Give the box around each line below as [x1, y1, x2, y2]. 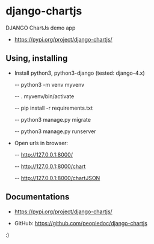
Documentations [5, 192, 70, 202]
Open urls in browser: [14, 139, 69, 146]
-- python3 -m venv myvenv [14, 81, 85, 88]
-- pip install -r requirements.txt [14, 104, 93, 111]
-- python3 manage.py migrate [14, 116, 91, 123]
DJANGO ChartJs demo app [5, 24, 76, 31]
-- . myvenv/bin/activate [14, 92, 75, 100]
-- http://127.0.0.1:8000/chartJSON [14, 174, 100, 181]
